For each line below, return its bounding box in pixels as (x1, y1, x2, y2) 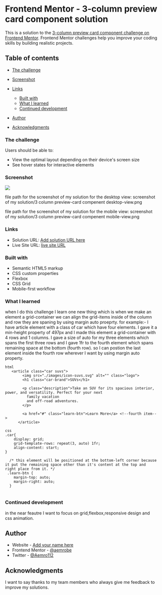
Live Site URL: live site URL (12, 242, 66, 248)
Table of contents (5, 54, 59, 63)
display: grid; (14, 437, 44, 442)
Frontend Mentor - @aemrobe (12, 547, 72, 553)
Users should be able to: (5, 147, 54, 153)
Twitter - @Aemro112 (12, 552, 54, 558)
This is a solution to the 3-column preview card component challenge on (5, 30, 150, 35)
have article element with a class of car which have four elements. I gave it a (5, 324, 157, 330)
